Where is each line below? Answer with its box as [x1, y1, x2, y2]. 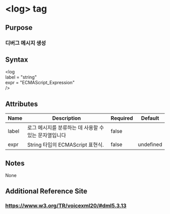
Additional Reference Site [5, 187, 88, 196]
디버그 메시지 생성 [5, 39, 47, 46]
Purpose [5, 23, 33, 32]
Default [141, 115, 159, 122]
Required [110, 115, 133, 122]
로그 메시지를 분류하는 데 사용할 [27, 124, 98, 131]
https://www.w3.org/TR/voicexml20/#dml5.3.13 [5, 202, 126, 209]
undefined [138, 141, 162, 148]
